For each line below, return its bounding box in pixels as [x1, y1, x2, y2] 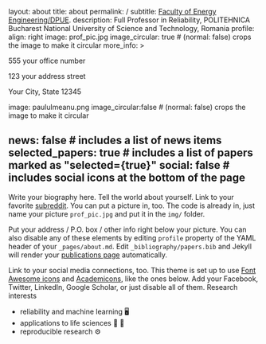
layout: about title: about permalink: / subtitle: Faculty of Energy [8, 7, 217, 16]
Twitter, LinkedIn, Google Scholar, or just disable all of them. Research [8, 282, 238, 291]
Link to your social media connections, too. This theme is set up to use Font [8, 265, 256, 275]
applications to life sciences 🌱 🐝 [19, 318, 125, 327]
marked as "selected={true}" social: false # [8, 158, 230, 172]
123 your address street [8, 72, 86, 80]
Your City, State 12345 [8, 87, 82, 96]
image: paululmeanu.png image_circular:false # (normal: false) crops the [8, 103, 246, 111]
